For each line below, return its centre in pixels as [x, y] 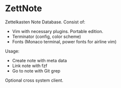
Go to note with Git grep [36, 70]
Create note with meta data [40, 60]
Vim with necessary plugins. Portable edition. [58, 31]
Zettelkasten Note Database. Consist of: [45, 22]
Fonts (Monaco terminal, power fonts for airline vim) [64, 41]
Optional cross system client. [34, 80]
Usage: [12, 51]
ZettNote [24, 9]
